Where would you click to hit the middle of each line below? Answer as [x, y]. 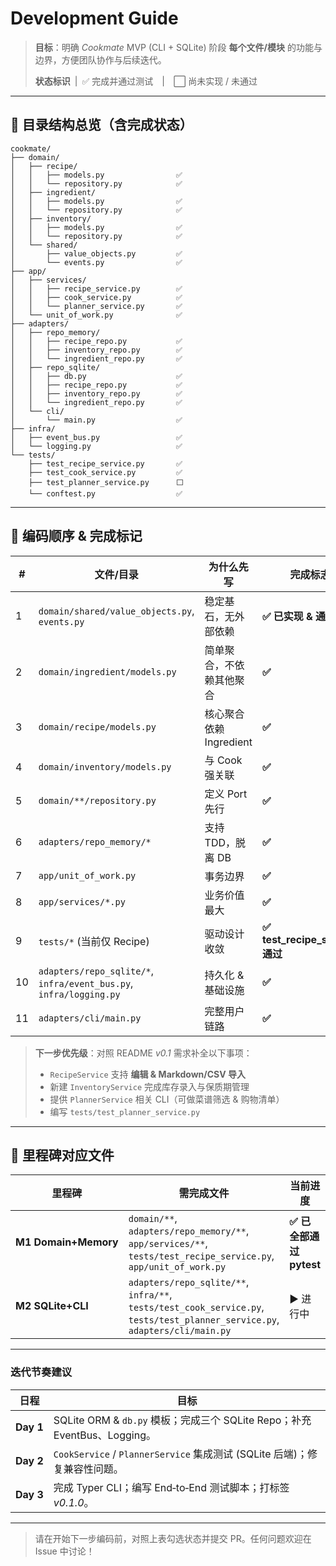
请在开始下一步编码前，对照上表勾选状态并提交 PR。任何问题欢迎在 [173, 1538]
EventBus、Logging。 [105, 1435]
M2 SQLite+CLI [52, 1306]
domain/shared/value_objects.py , [116, 610]
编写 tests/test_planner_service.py [125, 1111]
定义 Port [226, 794]
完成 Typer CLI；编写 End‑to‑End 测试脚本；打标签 [171, 1487]
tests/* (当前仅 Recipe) [94, 941]
